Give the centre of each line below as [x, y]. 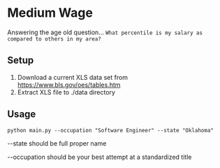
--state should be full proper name [57, 143]
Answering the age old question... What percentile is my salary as [105, 32]
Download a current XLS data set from [72, 77]
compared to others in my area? [54, 39]
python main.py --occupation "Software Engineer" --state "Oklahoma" [111, 130]
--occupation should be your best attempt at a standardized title [100, 157]
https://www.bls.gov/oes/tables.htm [69, 85]
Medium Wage [50, 13]
